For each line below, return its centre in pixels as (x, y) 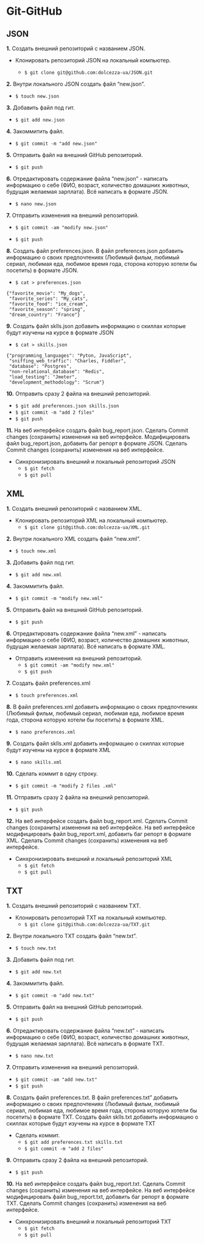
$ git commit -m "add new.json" (56, 144)
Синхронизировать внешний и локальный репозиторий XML (93, 858)
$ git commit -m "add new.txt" (55, 995)
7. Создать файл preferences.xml (48, 683)
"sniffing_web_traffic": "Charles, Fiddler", (68, 361)
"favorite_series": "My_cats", (48, 299)
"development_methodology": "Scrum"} (57, 382)
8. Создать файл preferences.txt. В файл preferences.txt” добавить (92, 1097)
